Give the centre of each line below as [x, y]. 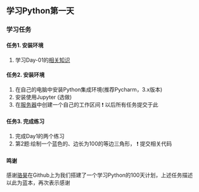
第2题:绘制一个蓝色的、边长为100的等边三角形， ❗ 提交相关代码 [93, 144]
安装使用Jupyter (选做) [43, 97]
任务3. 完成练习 [25, 121]
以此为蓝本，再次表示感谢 [38, 183]
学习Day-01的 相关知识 [42, 60]
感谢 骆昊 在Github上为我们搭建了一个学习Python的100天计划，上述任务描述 [99, 175]
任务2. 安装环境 [25, 75]
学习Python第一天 [40, 11]
